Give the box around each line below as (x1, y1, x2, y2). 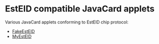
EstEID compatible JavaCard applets (5, 3, 155, 14)
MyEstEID (12, 33, 32, 39)
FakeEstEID (12, 28, 35, 34)
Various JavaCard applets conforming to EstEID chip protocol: (5, 19, 128, 25)
